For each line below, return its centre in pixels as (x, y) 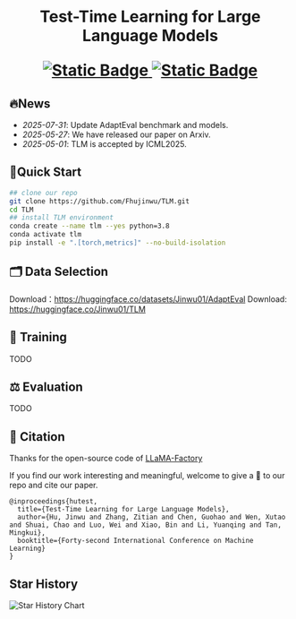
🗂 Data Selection (59, 272)
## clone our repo (43, 193)
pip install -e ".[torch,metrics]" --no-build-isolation (118, 243)
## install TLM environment (62, 218)
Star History (44, 584)
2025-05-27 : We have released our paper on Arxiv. (117, 134)
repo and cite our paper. (54, 486)
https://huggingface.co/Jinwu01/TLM (77, 309)
